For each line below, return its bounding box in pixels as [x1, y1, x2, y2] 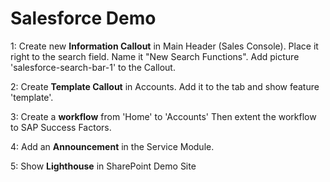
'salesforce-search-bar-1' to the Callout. [10, 61, 176, 73]
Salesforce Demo [10, 7, 157, 30]
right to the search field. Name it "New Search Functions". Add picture [10, 50, 300, 62]
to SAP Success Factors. [10, 121, 112, 133]
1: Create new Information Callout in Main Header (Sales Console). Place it [10, 40, 319, 52]
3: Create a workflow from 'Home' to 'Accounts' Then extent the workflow [10, 110, 317, 122]
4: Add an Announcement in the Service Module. [10, 140, 215, 152]
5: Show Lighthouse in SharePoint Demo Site [10, 160, 197, 172]
